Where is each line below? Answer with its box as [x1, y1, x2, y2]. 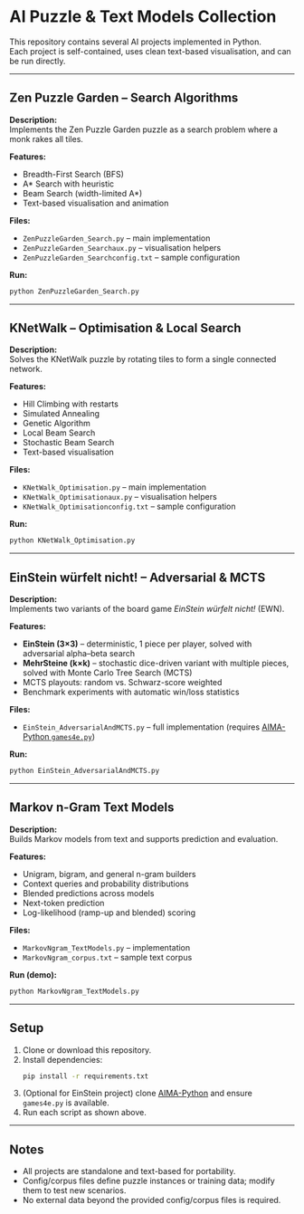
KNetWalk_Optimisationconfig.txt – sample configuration [22, 501, 237, 512]
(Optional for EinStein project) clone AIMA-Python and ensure [22, 1088, 253, 1099]
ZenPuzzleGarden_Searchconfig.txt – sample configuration [22, 252, 241, 263]
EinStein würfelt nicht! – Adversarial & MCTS [9, 569, 266, 585]
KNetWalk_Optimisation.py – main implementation [22, 482, 206, 492]
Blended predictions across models [22, 887, 155, 898]
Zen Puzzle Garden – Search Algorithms [9, 91, 239, 106]
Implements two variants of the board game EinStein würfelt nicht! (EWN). [9, 604, 285, 615]
